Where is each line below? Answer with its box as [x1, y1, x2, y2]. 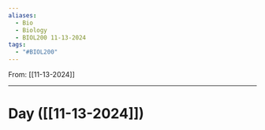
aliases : [8, 11, 37, 20]
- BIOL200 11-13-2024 [15, 33, 87, 42]
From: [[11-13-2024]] [8, 70, 75, 79]
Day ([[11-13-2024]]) [8, 105, 144, 123]
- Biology [15, 26, 47, 34]
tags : [8, 41, 26, 49]
